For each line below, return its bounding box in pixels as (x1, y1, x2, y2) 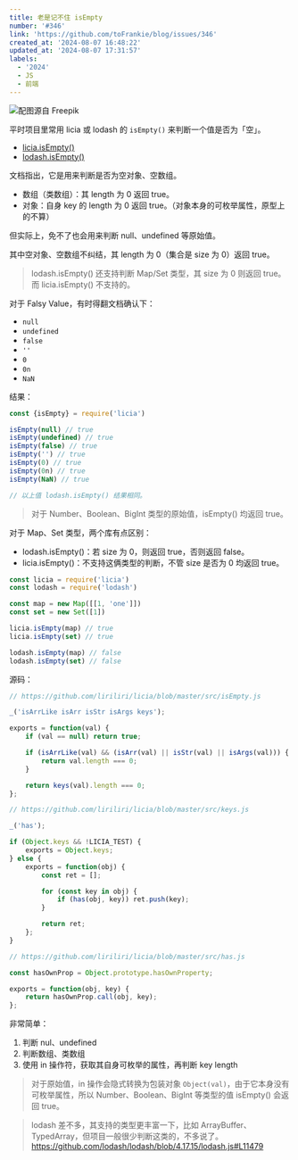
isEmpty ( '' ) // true (9, 450, 87, 460)
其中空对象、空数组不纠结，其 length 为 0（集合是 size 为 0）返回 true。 (9, 249, 275, 260)
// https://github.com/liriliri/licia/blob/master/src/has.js (9, 952, 245, 961)
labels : (9, 54, 38, 63)
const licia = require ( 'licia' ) (9, 575, 129, 584)
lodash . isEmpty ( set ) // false (9, 657, 122, 666)
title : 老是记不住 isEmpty (9, 12, 103, 22)
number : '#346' (9, 21, 66, 30)
